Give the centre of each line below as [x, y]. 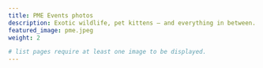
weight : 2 [24, 38]
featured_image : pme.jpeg [51, 30]
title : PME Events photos [51, 15]
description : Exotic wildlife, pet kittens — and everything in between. [132, 23]
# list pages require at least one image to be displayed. [107, 52]
